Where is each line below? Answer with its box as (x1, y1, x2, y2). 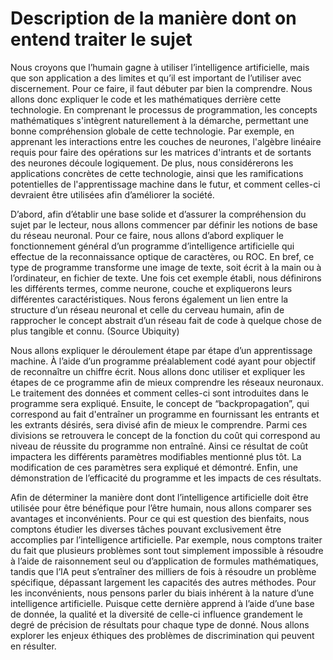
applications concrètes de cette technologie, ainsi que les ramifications (10, 167, 304, 179)
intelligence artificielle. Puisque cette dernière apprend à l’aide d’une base (10, 597, 315, 609)
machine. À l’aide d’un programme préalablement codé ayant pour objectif (10, 355, 317, 367)
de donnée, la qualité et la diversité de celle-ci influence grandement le (10, 608, 303, 620)
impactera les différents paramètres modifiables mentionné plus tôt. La (10, 450, 302, 462)
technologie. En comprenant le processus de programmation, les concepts (10, 103, 318, 116)
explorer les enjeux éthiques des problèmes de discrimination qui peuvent (10, 629, 315, 641)
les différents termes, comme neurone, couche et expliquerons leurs (10, 282, 293, 294)
